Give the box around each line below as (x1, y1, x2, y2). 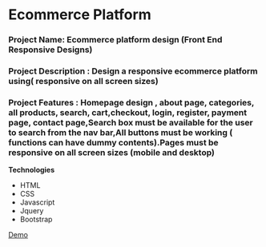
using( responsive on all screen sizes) (8, 76, 159, 87)
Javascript (19, 197, 55, 207)
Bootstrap (19, 214, 53, 225)
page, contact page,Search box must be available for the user (8, 117, 254, 128)
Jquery (19, 206, 44, 216)
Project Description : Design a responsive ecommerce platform (8, 66, 258, 77)
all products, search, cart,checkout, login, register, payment (8, 106, 248, 118)
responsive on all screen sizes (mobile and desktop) (8, 146, 215, 157)
